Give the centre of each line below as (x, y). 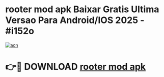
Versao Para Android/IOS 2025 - (75, 20)
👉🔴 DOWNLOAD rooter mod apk (76, 67)
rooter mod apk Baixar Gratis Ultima (82, 9)
